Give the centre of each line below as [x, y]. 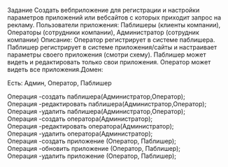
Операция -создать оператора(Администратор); [80, 119]
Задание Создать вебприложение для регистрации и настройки [104, 10]
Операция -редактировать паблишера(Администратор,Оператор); [107, 104]
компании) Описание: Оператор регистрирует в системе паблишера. [111, 40]
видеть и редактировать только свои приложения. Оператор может [109, 62]
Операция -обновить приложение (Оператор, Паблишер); [94, 148]
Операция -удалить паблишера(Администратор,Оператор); [96, 111]
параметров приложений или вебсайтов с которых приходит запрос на [114, 17]
